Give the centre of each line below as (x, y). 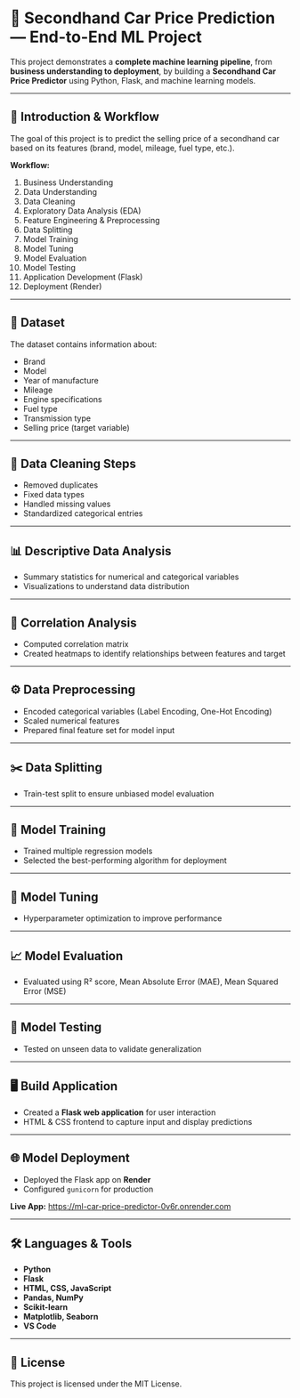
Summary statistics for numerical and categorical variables (131, 577)
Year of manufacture (61, 380)
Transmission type (57, 418)
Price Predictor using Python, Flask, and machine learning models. (133, 80)
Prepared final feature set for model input (99, 730)
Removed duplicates (61, 485)
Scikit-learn (45, 1307)
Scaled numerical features (71, 721)
